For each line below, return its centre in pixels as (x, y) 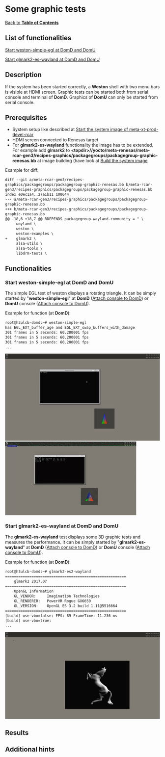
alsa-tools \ (29, 249)
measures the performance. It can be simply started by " (62, 542)
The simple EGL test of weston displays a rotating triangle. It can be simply (81, 293)
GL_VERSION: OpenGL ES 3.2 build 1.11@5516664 (66, 606)
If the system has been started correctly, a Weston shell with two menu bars (82, 86)
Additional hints (30, 749)
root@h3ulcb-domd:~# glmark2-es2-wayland (48, 572)
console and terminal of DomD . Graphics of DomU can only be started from (82, 97)
